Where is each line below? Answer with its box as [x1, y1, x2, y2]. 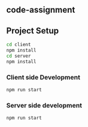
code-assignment [6, 5, 75, 15]
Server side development [6, 101, 83, 109]
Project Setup [6, 26, 59, 36]
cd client [6, 42, 32, 48]
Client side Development [6, 73, 81, 81]
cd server [6, 53, 32, 59]
